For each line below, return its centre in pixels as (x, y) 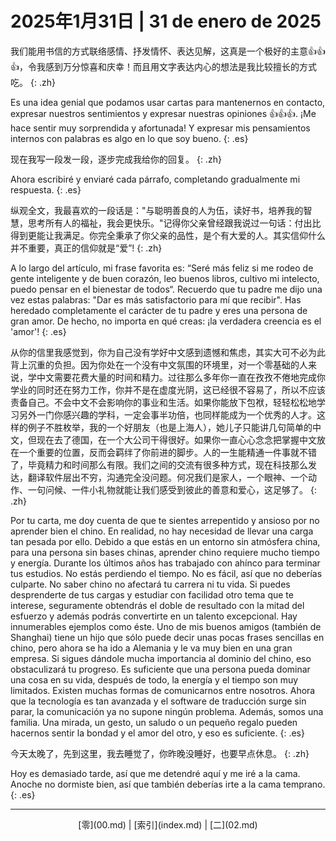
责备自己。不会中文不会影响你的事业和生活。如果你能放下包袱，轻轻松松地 (163, 402)
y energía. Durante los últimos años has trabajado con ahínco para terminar (165, 563)
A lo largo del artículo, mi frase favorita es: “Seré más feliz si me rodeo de (162, 268)
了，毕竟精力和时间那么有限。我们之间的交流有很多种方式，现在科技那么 (159, 464)
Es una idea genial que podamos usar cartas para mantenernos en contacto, (168, 102)
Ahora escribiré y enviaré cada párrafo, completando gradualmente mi (155, 179)
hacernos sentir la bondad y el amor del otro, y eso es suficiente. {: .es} (157, 733)
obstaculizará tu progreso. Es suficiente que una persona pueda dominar (160, 669)
